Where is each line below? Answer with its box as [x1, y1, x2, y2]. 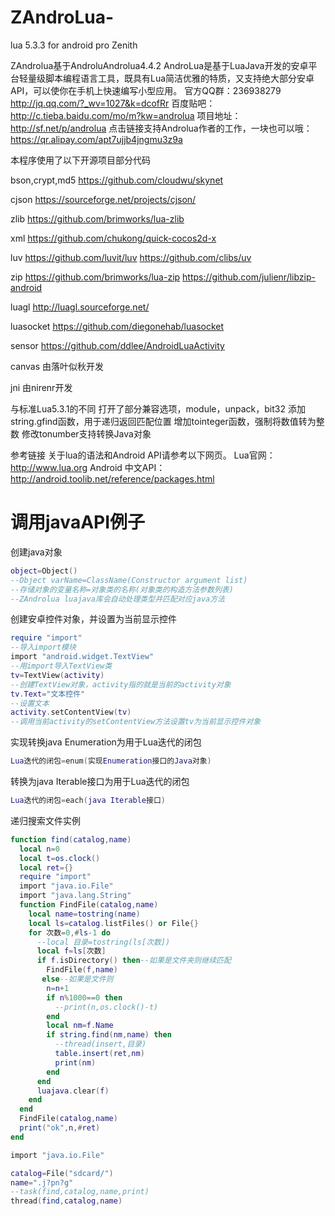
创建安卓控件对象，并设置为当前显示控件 [10, 613, 177, 625]
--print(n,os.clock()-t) [54, 1002, 159, 1012]
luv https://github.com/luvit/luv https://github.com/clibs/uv [10, 251, 252, 263]
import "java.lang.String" [19, 891, 132, 901]
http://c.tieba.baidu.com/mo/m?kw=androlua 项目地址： [10, 109, 242, 121]
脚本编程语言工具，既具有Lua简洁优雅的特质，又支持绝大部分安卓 [44, 72, 315, 84]
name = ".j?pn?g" [10, 1177, 74, 1188]
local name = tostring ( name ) [28, 909, 141, 919]
